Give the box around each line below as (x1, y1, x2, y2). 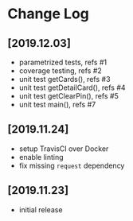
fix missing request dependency (18, 161, 125, 170)
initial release (18, 204, 63, 215)
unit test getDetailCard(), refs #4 (18, 83, 126, 92)
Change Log (7, 5, 89, 23)
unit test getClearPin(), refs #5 (18, 91, 119, 100)
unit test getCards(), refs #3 (18, 75, 111, 83)
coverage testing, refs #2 (18, 66, 103, 76)
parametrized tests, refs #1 (18, 57, 108, 67)
